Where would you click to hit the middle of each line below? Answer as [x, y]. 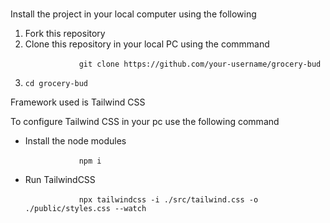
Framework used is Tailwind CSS [78, 102]
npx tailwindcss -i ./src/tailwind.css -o [168, 200]
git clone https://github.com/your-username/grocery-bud [200, 64]
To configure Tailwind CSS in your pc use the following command [145, 122]
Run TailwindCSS [60, 180]
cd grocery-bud [56, 84]
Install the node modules [75, 141]
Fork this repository [65, 34]
